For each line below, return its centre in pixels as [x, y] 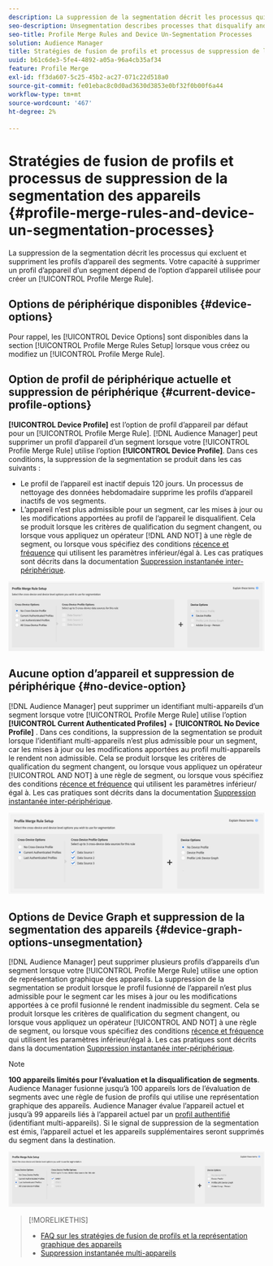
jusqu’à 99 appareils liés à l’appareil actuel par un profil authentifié [119, 1115]
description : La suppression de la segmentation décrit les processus [130, 17]
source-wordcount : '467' [50, 103]
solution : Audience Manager [56, 43]
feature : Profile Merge [49, 69]
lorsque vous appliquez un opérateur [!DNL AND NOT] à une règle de [136, 535]
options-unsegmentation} [76, 942]
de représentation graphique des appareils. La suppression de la [117, 979]
